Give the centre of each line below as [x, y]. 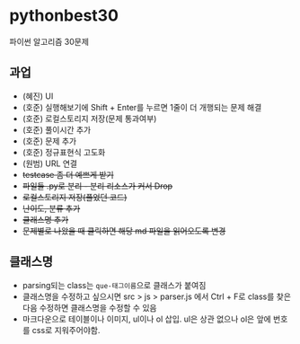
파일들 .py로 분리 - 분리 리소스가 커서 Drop [97, 186]
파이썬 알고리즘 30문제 [49, 41]
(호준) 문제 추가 [49, 141]
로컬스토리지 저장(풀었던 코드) [75, 197]
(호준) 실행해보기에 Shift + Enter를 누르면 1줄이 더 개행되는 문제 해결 [142, 107]
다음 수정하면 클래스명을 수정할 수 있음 [89, 307]
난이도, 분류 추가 [51, 208]
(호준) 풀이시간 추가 [57, 129]
